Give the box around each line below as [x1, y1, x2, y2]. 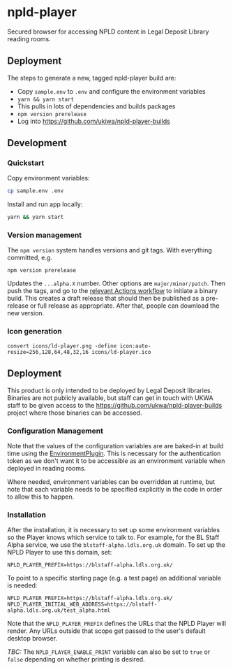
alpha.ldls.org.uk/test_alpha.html [7, 607, 111, 614]
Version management [7, 230, 82, 240]
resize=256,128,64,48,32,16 [7, 348, 89, 355]
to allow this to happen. [7, 492, 75, 501]
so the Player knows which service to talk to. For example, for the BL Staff [7, 533, 220, 542]
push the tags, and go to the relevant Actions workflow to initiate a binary [7, 287, 218, 295]
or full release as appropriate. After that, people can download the [30, 301, 220, 310]
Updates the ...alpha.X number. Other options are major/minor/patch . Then [7, 279, 226, 287]
